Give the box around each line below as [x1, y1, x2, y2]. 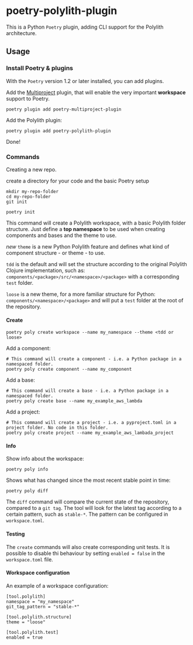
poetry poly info [6, 467, 49, 472]
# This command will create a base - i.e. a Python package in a [6, 388, 168, 394]
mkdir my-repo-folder [6, 188, 59, 194]
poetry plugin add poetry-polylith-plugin [6, 127, 111, 134]
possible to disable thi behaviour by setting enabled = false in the [6, 550, 166, 557]
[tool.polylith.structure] [6, 614, 72, 620]
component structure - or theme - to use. [6, 249, 105, 256]
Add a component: [6, 345, 51, 352]
